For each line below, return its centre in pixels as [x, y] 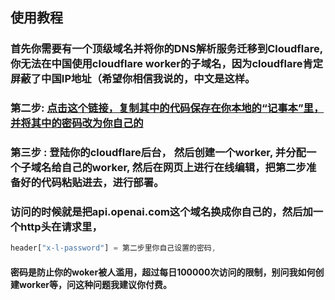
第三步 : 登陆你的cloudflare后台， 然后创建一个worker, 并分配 [158, 153]
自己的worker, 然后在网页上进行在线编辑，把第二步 [184, 168]
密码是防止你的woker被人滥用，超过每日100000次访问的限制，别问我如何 [163, 272]
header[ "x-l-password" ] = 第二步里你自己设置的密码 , [113, 248]
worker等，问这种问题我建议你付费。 [95, 284]
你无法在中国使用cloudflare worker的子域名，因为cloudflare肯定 [167, 64]
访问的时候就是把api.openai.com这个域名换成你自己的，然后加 [161, 212]
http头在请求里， [61, 227]
